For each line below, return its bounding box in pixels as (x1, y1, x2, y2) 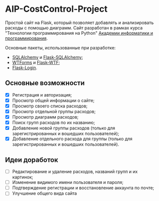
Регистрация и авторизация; (12, 92, 72, 98)
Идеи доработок (5, 155, 58, 164)
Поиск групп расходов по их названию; (12, 120, 95, 126)
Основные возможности (5, 79, 85, 87)
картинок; (12, 174, 33, 180)
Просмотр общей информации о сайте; (12, 97, 95, 103)
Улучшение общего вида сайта (12, 190, 77, 197)
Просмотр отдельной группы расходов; (12, 108, 96, 114)
